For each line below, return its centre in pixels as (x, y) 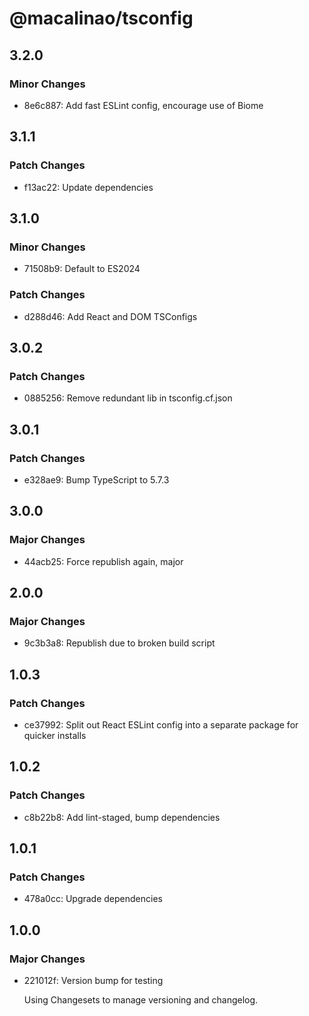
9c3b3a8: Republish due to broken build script (119, 643)
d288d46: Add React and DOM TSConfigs (110, 316)
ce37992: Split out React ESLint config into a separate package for (161, 724)
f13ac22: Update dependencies (88, 187)
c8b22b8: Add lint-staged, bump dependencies (122, 817)
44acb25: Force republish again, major (103, 561)
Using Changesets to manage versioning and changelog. (141, 1000)
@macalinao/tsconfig (101, 18)
